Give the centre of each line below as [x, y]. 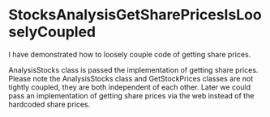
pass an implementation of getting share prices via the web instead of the [131, 95]
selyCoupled [52, 32]
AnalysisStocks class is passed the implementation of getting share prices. [133, 69]
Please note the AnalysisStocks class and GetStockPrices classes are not [131, 78]
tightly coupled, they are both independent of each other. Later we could [130, 87]
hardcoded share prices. [49, 104]
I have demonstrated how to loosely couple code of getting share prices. [130, 54]
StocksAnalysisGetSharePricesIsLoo [135, 15]
